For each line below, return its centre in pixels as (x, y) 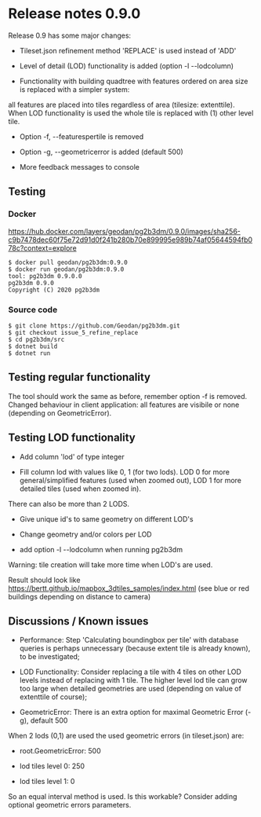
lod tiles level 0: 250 (52, 766)
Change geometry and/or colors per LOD (85, 534)
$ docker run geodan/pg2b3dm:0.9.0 (66, 269)
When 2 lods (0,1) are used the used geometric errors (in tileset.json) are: (126, 736)
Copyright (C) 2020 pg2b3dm (54, 290)
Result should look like (44, 580)
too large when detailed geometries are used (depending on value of (130, 689)
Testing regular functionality (80, 377)
